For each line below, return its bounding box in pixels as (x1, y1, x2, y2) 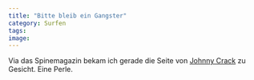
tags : (8, 26, 26, 34)
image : (8, 34, 30, 42)
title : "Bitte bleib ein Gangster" (8, 11, 127, 20)
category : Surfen (8, 19, 67, 27)
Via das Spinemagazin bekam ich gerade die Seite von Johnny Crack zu (8, 56, 246, 66)
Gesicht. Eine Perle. (8, 65, 74, 74)
